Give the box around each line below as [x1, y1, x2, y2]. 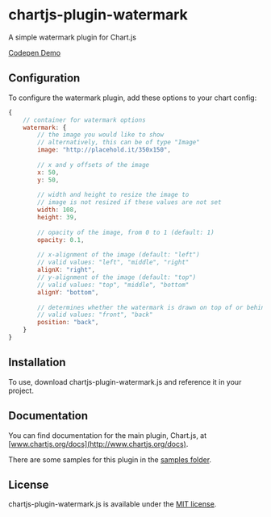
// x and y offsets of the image [37, 161, 150, 169]
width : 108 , [37, 206, 78, 215]
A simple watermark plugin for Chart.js [8, 32, 137, 42]
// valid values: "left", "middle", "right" [37, 258, 190, 267]
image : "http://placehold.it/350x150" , [37, 146, 172, 154]
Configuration [8, 71, 81, 85]
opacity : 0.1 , [37, 236, 85, 244]
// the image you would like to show [37, 131, 164, 139]
